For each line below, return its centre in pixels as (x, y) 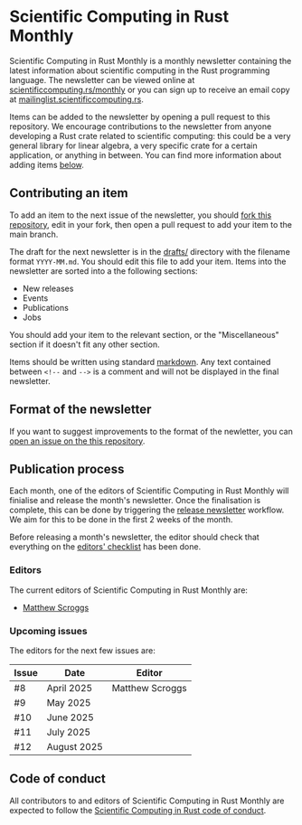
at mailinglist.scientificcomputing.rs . (77, 99)
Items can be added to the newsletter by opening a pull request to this (140, 117)
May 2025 (69, 702)
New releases (48, 288)
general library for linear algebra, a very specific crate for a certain (133, 145)
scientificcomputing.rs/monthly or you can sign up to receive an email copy (150, 89)
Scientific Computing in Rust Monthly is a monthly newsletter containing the (151, 61)
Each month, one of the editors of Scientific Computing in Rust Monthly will (149, 491)
